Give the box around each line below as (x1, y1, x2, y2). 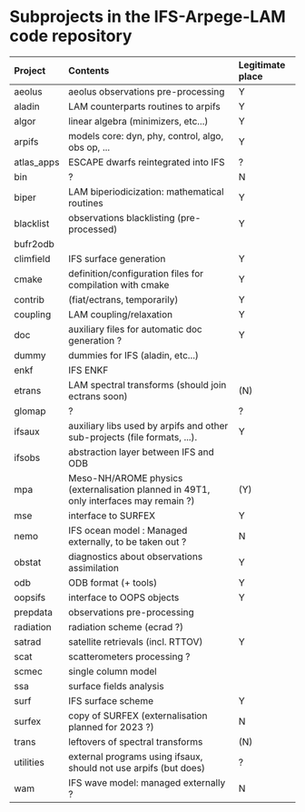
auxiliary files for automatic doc (67, 323, 202, 336)
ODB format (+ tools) (67, 576, 157, 588)
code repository (9, 25, 133, 46)
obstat (14, 556, 42, 568)
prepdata (14, 606, 53, 618)
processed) (67, 223, 118, 236)
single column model (67, 665, 157, 677)
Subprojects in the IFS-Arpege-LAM (9, 6, 286, 27)
